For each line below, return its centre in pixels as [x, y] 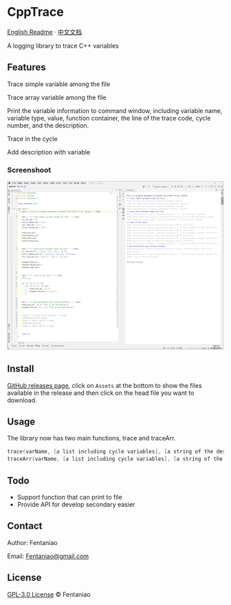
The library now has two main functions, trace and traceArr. [91, 438]
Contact [25, 526]
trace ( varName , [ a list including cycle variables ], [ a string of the [110, 452]
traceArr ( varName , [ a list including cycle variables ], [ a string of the [115, 459]
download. [22, 400]
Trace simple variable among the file [59, 84]
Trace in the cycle [32, 139]
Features [26, 67]
